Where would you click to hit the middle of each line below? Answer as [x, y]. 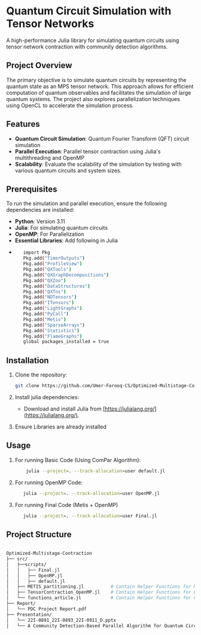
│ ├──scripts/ [26, 564]
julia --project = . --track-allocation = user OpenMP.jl [92, 493]
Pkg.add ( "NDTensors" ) [50, 297]
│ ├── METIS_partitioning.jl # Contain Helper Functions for [99, 587]
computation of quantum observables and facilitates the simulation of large [99, 92]
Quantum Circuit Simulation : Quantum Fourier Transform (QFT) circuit [102, 138]
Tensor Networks [50, 24]
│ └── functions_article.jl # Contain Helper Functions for [99, 598]
